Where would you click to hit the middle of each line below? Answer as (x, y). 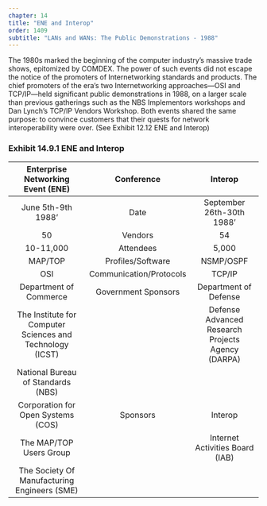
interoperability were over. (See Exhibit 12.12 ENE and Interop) (109, 128)
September (224, 202)
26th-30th (224, 212)
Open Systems (47, 415)
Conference (138, 179)
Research (224, 329)
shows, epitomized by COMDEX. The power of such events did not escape (130, 69)
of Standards (47, 382)
